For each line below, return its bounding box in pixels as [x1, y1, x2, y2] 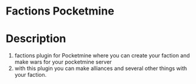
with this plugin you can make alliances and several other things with [14, 65, 187, 72]
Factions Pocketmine [5, 4, 114, 18]
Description [5, 32, 66, 46]
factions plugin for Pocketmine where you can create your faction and [14, 52, 190, 59]
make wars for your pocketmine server [14, 59, 112, 66]
